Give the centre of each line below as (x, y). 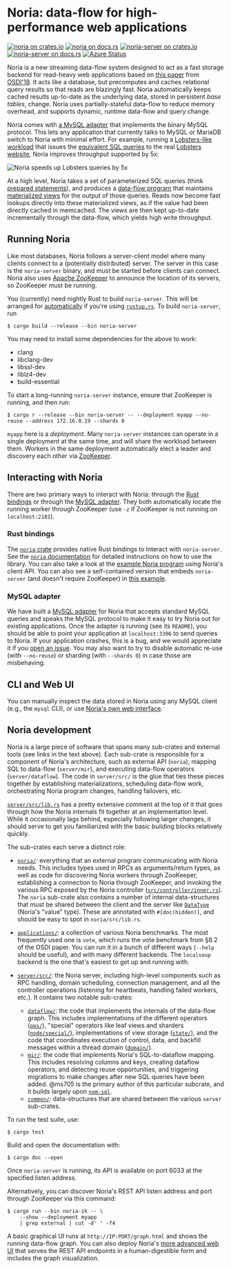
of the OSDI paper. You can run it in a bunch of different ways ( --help (116, 947)
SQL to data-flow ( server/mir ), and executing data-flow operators (101, 769)
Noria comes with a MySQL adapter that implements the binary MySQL (108, 124)
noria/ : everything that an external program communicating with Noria (118, 860)
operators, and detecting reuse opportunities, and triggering (113, 1069)
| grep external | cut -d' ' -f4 (68, 1223)
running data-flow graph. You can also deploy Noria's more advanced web (113, 1243)
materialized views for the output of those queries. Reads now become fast (114, 195)
